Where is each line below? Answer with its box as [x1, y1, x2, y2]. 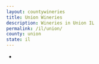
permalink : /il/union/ [6, 25, 63, 32]
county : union [6, 31, 42, 37]
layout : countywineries [6, 8, 66, 15]
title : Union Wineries [6, 14, 63, 20]
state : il [6, 36, 31, 42]
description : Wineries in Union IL [6, 20, 95, 26]
